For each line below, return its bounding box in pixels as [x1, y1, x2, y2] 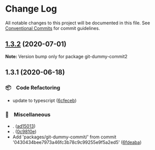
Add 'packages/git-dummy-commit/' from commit [12, 134, 117, 140]
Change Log [5, 3, 57, 15]
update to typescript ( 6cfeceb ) [12, 97, 77, 104]
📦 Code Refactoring [5, 84, 61, 91]
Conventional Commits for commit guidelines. [5, 25, 100, 31]
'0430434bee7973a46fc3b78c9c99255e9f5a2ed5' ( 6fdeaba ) [12, 139, 142, 145]
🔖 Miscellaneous [5, 111, 50, 118]
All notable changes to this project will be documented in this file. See [5, 20, 150, 26]
